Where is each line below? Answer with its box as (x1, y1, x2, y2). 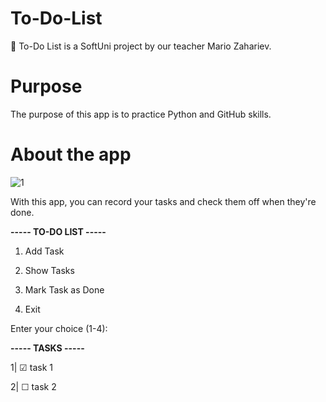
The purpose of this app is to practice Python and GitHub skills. (10, 108, 272, 120)
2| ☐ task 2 (10, 380, 57, 392)
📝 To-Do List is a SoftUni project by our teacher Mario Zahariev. (10, 40, 272, 52)
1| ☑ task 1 (10, 361, 53, 373)
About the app (10, 143, 132, 166)
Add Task (24, 245, 65, 257)
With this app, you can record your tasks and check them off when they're (10, 195, 317, 207)
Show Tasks (24, 264, 75, 276)
